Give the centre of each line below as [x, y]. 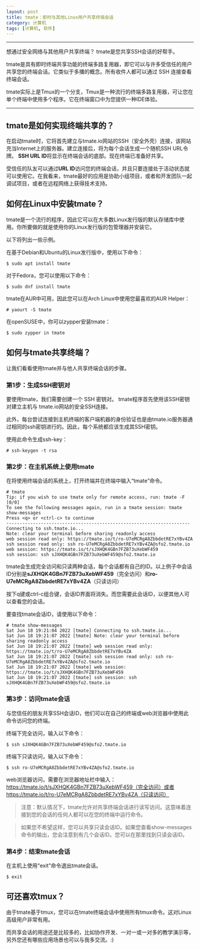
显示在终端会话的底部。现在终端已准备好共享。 [109, 156]
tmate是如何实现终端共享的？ [60, 125]
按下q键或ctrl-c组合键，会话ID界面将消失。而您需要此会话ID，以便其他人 [95, 594]
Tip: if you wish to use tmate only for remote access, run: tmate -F [96, 497]
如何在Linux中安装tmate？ [55, 204]
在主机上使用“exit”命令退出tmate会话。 [54, 866]
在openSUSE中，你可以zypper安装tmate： [58, 321]
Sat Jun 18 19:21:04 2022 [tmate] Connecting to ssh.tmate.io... [89, 631]
